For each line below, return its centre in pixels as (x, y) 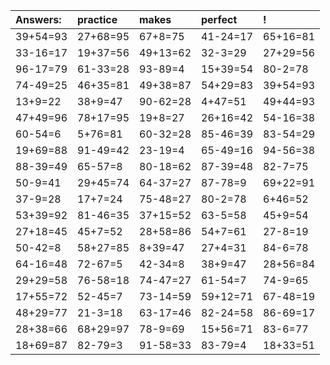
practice (97, 19)
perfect (219, 19)
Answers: (38, 19)
